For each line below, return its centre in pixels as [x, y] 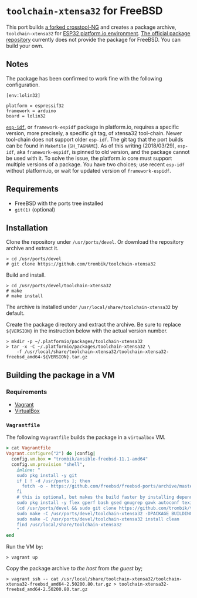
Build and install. [26, 275]
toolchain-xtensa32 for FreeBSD [84, 11]
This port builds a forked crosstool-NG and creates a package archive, [91, 27]
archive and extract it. [32, 248]
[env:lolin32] [23, 95]
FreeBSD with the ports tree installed [59, 203]
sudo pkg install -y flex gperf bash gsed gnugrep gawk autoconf [98, 503]
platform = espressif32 [35, 106]
